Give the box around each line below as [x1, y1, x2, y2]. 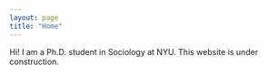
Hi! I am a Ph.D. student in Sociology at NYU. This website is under [9, 46, 259, 57]
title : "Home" [9, 22, 64, 31]
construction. [9, 56, 59, 67]
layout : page [9, 13, 59, 23]
